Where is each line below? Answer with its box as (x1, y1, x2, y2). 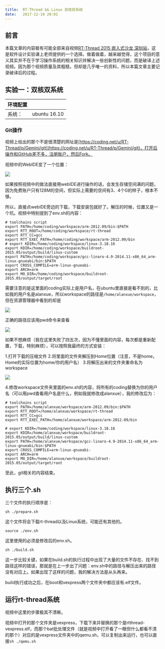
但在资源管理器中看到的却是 (5, 297, 61, 303)
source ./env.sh (5, 529, 38, 533)
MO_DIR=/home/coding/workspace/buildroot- (20, 271, 109, 277)
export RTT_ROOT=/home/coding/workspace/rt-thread (5, 229, 111, 234)
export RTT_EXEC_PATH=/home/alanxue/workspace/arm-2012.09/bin (5, 417, 137, 423)
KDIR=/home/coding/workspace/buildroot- (20, 246, 105, 251)
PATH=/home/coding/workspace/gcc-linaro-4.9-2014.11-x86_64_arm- (20, 254, 157, 260)
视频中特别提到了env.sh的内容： (18, 210, 83, 216)
